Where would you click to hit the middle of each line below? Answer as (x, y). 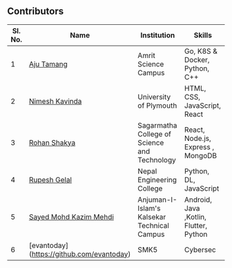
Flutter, (196, 225)
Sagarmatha (157, 125)
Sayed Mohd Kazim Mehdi (71, 217)
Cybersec (200, 249)
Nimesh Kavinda (55, 101)
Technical (153, 225)
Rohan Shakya (52, 142)
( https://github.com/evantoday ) (80, 253)
